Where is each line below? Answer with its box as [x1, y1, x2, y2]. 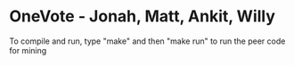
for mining [9, 45, 47, 55]
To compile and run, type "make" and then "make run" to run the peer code [9, 36, 286, 46]
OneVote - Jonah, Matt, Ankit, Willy [9, 6, 276, 27]
